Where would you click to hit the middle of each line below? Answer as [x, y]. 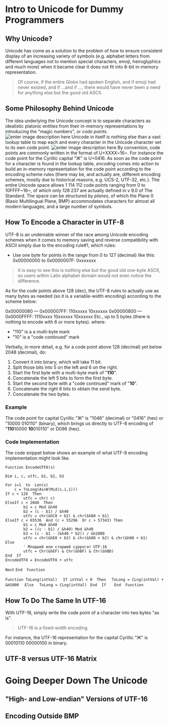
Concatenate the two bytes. [41, 394]
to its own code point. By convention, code [83, 147]
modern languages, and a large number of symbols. [59, 206]
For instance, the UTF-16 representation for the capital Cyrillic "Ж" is [76, 638]
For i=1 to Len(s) [27, 485]
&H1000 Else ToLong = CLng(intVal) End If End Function [74, 585]
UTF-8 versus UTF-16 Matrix [51, 659]
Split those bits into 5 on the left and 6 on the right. [65, 367]
